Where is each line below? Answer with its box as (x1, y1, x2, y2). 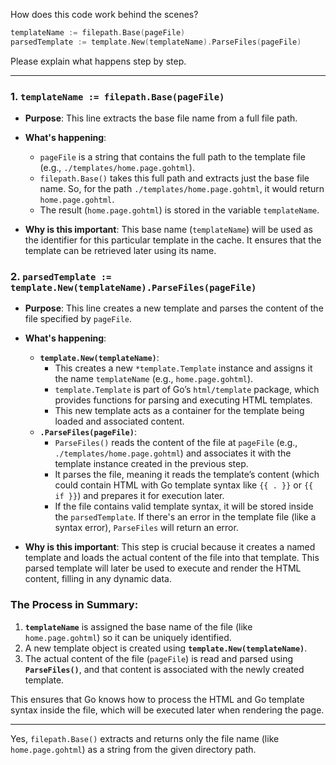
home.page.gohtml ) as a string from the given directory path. (10, 743, 257, 755)
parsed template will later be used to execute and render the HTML (24, 562, 302, 574)
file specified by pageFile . (24, 313, 133, 325)
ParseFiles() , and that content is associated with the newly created (24, 663, 305, 675)
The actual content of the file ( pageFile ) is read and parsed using (24, 652, 294, 664)
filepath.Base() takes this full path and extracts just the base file (39, 172, 310, 184)
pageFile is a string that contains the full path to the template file (39, 151, 306, 163)
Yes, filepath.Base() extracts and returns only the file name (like (10, 732, 280, 744)
